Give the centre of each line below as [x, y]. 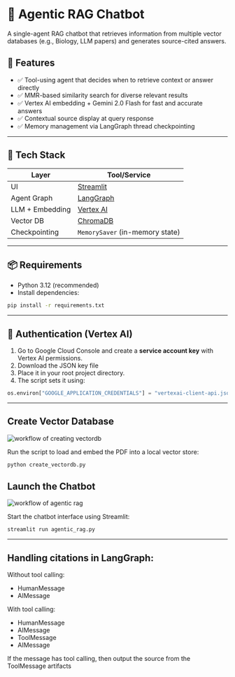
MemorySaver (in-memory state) [129, 232]
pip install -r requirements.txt [56, 306]
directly [28, 87]
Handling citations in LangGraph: [80, 558]
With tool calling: [31, 609]
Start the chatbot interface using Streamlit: [69, 517]
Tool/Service [129, 175]
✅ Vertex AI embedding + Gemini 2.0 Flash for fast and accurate [110, 103]
